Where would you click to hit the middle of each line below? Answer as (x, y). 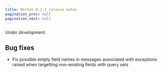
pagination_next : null (28, 18)
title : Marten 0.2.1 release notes (41, 9)
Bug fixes (20, 47)
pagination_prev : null (28, 14)
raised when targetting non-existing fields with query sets (70, 65)
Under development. (26, 33)
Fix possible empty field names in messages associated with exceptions (85, 59)
